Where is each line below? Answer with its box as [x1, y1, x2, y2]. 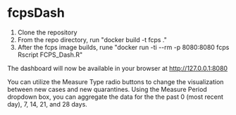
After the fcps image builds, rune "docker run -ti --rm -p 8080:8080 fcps [17, 43, 230, 51]
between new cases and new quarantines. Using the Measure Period [7, 85, 208, 93]
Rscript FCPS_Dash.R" [17, 50, 83, 59]
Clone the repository [17, 28, 77, 36]
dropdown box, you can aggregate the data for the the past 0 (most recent [7, 93, 224, 101]
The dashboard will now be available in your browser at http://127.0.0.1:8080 [7, 64, 228, 72]
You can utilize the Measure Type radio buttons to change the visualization [7, 77, 224, 86]
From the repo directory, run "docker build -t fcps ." [17, 35, 168, 43]
